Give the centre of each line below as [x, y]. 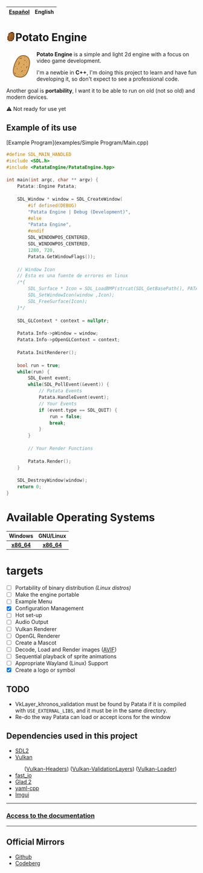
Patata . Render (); [50, 461]
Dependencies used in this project [72, 736]
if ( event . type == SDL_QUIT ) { [78, 410]
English [44, 12]
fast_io [23, 775]
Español [19, 12]
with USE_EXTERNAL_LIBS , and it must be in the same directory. [91, 711]
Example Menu [34, 601]
